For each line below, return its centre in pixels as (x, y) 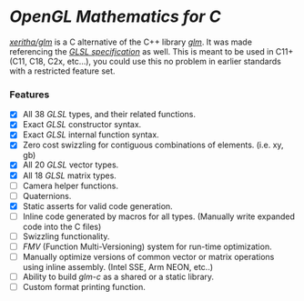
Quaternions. (47, 196)
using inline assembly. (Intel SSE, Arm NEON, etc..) (118, 267)
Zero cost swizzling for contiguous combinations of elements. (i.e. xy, (153, 145)
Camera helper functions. (70, 186)
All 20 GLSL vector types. (71, 165)
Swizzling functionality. (66, 236)
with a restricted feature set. (62, 71)
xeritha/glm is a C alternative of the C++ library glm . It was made (131, 42)
